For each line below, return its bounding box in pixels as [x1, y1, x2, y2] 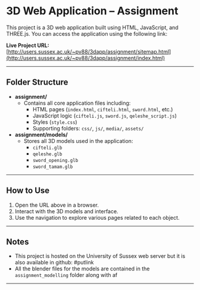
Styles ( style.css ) [32, 118, 77, 126]
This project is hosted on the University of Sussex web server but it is [14, 252, 186, 260]
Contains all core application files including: [23, 99, 131, 107]
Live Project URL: [6, 42, 49, 49]
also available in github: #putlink [14, 259, 94, 266]
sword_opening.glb [32, 157, 79, 163]
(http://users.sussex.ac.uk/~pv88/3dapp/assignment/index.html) [6, 54, 165, 61]
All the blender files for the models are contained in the [14, 265, 150, 272]
